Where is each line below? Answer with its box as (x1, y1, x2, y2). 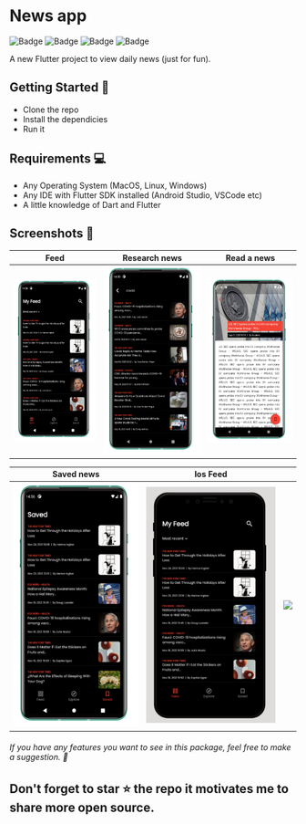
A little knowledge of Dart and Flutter (22, 199, 161, 210)
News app (9, 5, 87, 26)
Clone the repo (22, 104, 79, 115)
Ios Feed (194, 469, 228, 480)
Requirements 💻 (9, 151, 107, 167)
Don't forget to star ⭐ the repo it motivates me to (9, 781, 290, 797)
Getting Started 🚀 (9, 79, 110, 96)
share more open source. (9, 799, 155, 815)
